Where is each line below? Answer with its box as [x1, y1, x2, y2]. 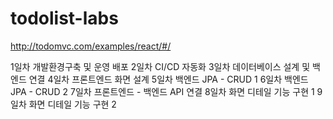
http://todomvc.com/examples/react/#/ [10, 40, 172, 52]
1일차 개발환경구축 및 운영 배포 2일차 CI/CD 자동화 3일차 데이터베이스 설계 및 [10, 60, 311, 72]
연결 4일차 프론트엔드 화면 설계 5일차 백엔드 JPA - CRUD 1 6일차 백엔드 [28, 73, 309, 85]
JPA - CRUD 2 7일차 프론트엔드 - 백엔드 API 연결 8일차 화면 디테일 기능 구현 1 [10, 85, 315, 97]
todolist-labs [10, 7, 119, 30]
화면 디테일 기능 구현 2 [28, 98, 117, 110]
